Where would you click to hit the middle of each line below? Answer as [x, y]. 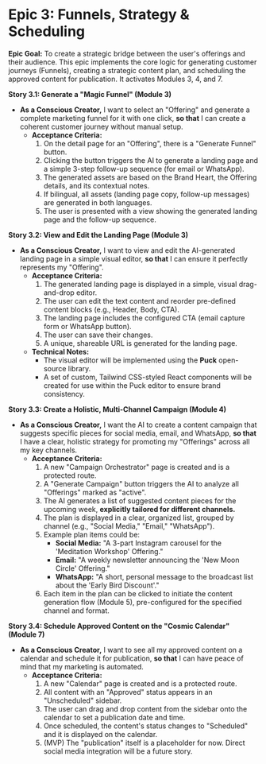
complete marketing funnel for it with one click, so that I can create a [133, 118]
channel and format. [76, 611]
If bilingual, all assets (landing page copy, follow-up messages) [146, 194]
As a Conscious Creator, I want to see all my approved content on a [131, 650]
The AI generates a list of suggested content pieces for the [140, 500]
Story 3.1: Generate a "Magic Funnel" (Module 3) [90, 94]
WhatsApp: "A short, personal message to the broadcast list [154, 576]
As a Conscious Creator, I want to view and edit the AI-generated [127, 250]
